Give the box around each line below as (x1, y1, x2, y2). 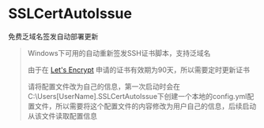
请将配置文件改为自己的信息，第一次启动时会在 (27, 82, 180, 91)
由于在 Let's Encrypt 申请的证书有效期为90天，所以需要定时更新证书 (27, 64, 251, 75)
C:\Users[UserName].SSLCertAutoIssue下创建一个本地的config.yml (27, 91, 247, 101)
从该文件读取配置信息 (27, 111, 97, 120)
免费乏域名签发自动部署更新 (8, 31, 99, 41)
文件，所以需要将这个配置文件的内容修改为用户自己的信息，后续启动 (34, 101, 257, 111)
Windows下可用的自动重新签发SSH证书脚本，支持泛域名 (27, 48, 211, 57)
